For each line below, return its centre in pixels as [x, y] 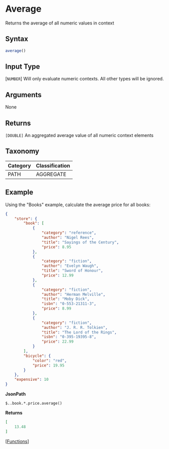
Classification [53, 165]
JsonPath [16, 394]
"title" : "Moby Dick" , [65, 299]
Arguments [24, 95]
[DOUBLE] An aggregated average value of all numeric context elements [79, 135]
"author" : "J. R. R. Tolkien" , [75, 327]
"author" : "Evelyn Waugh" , [70, 266]
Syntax [17, 39]
